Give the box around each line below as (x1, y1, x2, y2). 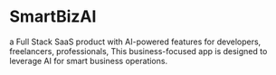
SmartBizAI (9, 6, 97, 27)
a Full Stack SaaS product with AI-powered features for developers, (9, 36, 262, 47)
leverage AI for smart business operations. (9, 55, 168, 66)
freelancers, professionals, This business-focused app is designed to (9, 45, 268, 56)
